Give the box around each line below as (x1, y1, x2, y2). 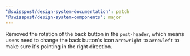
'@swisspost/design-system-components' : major (5, 14, 122, 20)
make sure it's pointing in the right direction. (5, 42, 112, 50)
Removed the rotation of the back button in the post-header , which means (5, 30, 184, 37)
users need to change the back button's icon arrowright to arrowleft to (5, 37, 180, 44)
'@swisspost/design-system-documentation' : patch (5, 8, 130, 15)
